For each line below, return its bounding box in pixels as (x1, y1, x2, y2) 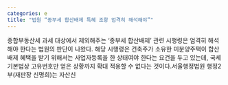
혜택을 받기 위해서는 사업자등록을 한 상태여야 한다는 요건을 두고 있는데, (19, 53, 209, 62)
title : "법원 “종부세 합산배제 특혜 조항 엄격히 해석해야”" (7, 16, 154, 23)
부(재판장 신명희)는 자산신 (7, 70, 76, 79)
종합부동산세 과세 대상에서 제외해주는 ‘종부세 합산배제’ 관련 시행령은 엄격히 (7, 36, 207, 45)
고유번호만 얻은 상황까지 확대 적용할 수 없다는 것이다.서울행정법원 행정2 (30, 62, 222, 70)
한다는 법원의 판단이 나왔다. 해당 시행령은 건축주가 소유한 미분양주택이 (19, 45, 207, 53)
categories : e (7, 10, 48, 17)
